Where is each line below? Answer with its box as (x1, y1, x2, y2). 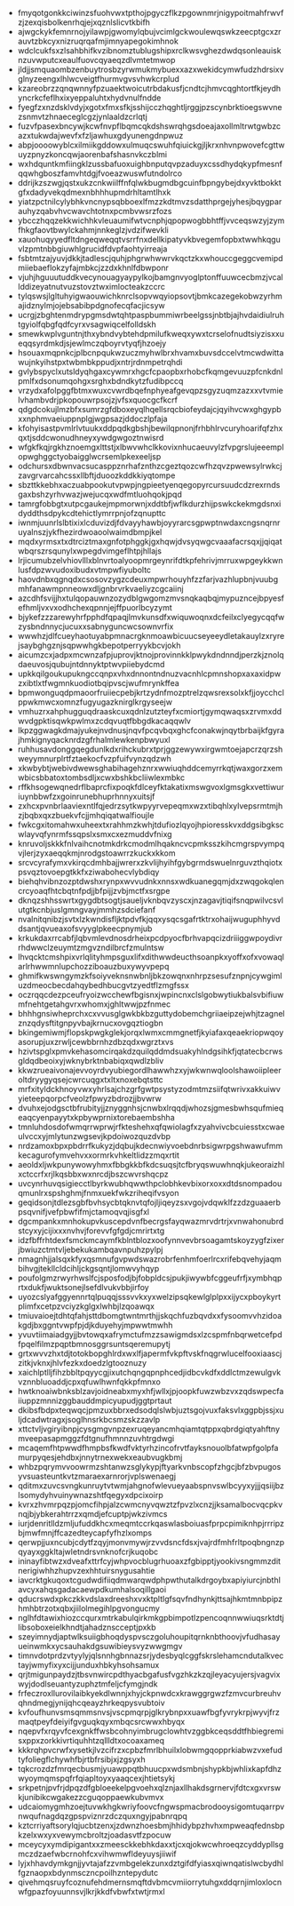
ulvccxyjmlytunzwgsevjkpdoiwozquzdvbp (17, 1131, 171, 1141)
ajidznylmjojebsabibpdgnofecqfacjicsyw (17, 300, 166, 310)
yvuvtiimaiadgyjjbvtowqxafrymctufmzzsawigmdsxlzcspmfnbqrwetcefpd (17, 1329, 282, 1340)
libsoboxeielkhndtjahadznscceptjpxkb (17, 1622, 157, 1632)
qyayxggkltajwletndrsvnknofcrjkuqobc (17, 1546, 159, 1557)
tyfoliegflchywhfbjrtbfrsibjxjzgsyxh (17, 1754, 146, 1765)
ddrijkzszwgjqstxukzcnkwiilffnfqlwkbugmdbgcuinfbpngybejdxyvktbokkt (17, 178, 282, 187)
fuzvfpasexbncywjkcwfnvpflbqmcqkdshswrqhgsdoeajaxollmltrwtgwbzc (17, 121, 282, 132)
